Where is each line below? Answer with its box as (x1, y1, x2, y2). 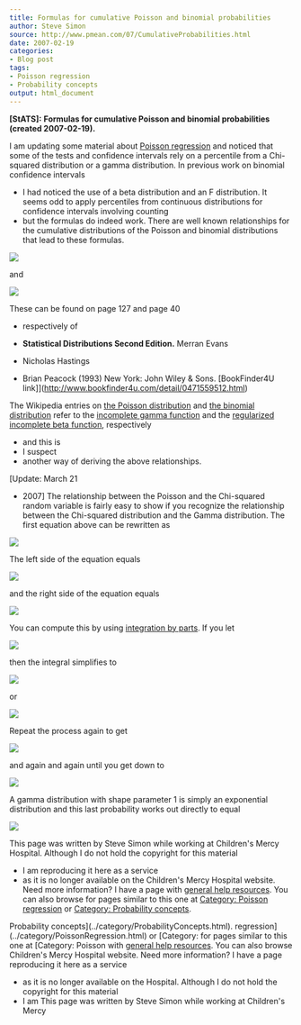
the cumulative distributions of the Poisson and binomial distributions (22, 224, 279, 235)
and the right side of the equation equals (9, 587, 160, 599)
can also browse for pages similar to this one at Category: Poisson (22, 893, 269, 904)
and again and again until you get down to (9, 759, 164, 770)
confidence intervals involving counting (22, 205, 169, 216)
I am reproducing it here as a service (22, 865, 159, 875)
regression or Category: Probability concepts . (22, 903, 191, 914)
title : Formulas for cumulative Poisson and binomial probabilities (9, 13, 271, 23)
